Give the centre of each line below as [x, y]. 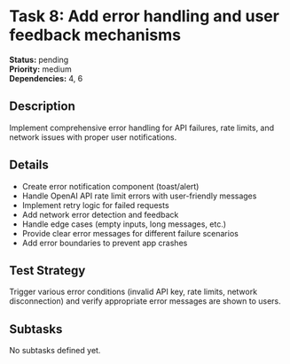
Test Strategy [47, 271]
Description [42, 107]
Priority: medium [41, 69]
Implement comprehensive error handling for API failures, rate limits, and [142, 128]
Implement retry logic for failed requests [96, 205]
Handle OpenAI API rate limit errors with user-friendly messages [139, 196]
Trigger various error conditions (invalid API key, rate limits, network [133, 292]
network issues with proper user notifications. [93, 137]
